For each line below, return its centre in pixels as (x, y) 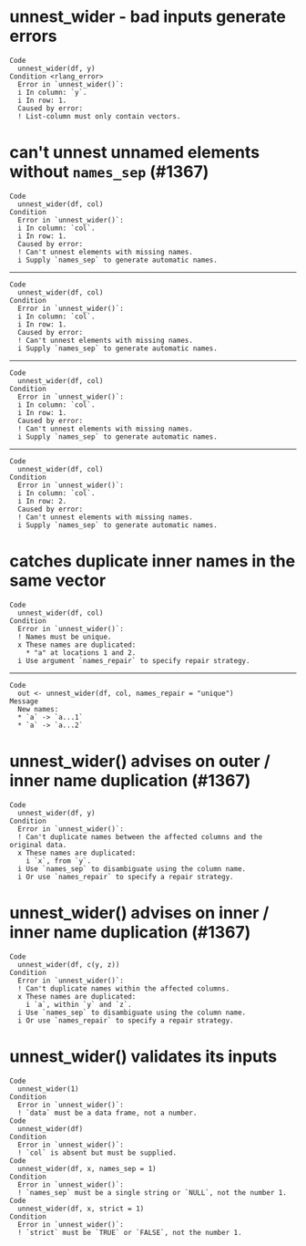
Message (24, 701)
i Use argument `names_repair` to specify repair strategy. (134, 660)
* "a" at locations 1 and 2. (81, 653)
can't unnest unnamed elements (135, 153)
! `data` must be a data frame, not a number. (107, 1113)
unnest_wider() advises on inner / (139, 913)
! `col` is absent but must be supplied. (97, 1153)
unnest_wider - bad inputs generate (148, 17)
